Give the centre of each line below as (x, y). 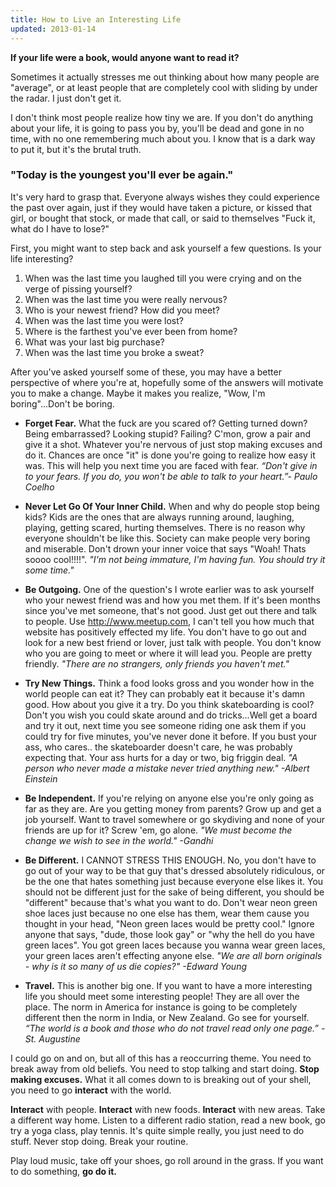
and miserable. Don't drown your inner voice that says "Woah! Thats (165, 548)
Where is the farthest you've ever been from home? (131, 331)
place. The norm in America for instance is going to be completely (161, 1007)
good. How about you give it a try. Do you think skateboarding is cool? (169, 704)
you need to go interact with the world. (91, 1090)
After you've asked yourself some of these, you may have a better (146, 372)
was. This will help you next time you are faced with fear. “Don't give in (171, 465)
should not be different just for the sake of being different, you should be (174, 892)
